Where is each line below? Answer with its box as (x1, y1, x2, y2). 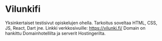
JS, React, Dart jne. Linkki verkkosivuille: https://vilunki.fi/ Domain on (5, 25, 146, 31)
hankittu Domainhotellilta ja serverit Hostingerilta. (5, 30, 106, 36)
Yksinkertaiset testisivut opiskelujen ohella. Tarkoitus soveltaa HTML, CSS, (5, 20, 158, 26)
